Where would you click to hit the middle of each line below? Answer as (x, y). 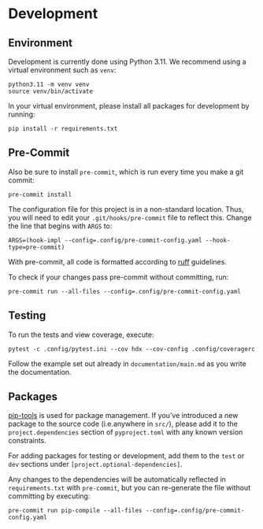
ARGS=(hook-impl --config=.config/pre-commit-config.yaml (105, 240)
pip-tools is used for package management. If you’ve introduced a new (123, 416)
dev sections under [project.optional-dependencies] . (95, 464)
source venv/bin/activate (50, 91)
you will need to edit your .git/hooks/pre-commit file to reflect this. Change (130, 217)
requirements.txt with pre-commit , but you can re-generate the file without (129, 488)
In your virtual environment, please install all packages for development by (129, 106)
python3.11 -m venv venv (49, 84)
